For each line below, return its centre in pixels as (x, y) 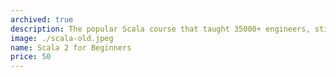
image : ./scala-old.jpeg (62, 38)
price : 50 (31, 57)
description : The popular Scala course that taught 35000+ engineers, (160, 29)
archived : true (42, 19)
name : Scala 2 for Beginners (71, 47)
